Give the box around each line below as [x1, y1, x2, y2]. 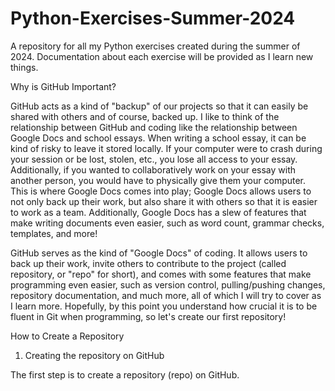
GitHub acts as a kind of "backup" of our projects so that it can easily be [10, 100, 309, 112]
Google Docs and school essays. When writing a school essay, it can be [10, 132, 307, 144]
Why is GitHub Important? [10, 80, 117, 92]
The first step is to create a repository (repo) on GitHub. [10, 368, 240, 381]
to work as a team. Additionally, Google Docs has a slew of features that [10, 206, 307, 218]
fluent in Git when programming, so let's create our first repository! [10, 310, 287, 322]
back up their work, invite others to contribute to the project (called [10, 257, 287, 269]
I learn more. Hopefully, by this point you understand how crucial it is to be [10, 300, 318, 312]
